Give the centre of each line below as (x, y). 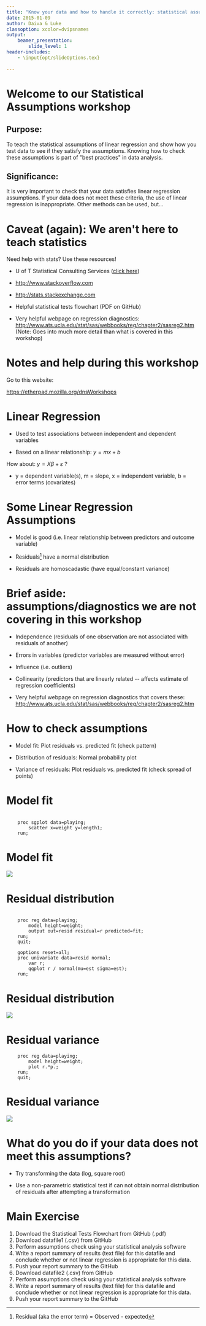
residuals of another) (42, 643)
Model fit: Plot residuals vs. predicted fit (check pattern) (86, 745)
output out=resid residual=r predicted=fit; (86, 931)
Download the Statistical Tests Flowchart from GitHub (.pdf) (91, 1234)
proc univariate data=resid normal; (64, 958)
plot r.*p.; (44, 1067)
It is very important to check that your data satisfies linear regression (93, 192)
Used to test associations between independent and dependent (95, 434)
